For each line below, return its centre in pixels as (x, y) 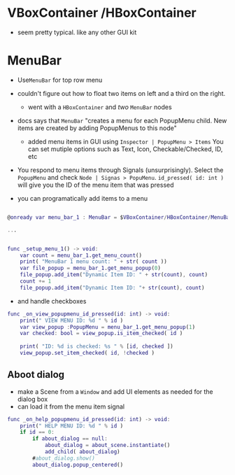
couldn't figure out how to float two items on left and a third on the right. (121, 93)
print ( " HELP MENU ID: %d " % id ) (72, 426)
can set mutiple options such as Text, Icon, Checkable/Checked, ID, (125, 149)
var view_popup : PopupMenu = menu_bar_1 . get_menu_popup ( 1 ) (108, 327)
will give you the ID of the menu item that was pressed (95, 185)
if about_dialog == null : (70, 439)
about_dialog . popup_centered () (78, 465)
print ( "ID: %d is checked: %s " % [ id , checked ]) (97, 347)
